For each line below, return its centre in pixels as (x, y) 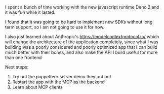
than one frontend (23, 58)
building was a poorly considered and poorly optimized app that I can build (81, 47)
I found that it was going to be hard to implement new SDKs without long (79, 22)
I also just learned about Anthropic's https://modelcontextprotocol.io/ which (82, 37)
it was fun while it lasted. (30, 12)
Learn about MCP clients (37, 87)
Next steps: (17, 67)
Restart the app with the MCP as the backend (59, 82)
